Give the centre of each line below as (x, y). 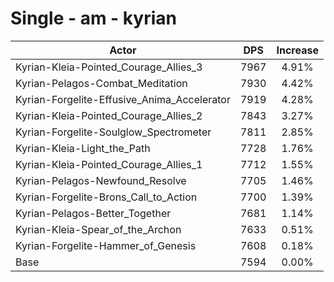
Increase (297, 50)
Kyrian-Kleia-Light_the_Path (83, 148)
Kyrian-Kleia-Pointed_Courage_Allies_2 (109, 115)
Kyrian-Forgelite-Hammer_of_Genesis (106, 245)
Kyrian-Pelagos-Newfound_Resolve (101, 180)
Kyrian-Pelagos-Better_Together (93, 213)
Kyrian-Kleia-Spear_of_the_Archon (98, 229)
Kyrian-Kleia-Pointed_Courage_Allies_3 (109, 67)
